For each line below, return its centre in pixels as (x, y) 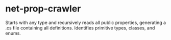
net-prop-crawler (43, 9)
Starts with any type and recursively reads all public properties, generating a (86, 22)
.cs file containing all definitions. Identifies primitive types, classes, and (80, 27)
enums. (13, 33)
